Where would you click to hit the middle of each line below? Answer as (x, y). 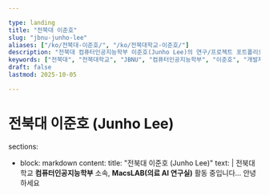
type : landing (32, 22)
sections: (23, 146)
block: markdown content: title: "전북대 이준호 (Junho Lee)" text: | (127, 163)
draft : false (30, 68)
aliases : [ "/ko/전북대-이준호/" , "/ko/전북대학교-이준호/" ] (99, 45)
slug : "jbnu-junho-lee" (48, 38)
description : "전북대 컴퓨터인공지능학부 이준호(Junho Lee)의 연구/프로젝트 (121, 53)
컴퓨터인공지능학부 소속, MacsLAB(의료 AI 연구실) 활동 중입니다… (138, 173)
